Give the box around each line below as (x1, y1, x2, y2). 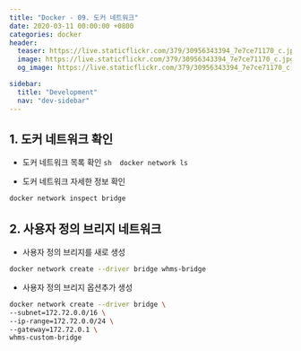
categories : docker (9, 30, 82, 39)
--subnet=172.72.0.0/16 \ (9, 308, 106, 317)
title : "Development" (17, 87, 99, 97)
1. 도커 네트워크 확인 (9, 131, 114, 146)
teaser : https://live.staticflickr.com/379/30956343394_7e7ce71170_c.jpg (17, 47, 298, 56)
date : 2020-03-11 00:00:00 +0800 (9, 22, 134, 31)
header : (9, 38, 39, 48)
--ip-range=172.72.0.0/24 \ (9, 316, 115, 326)
